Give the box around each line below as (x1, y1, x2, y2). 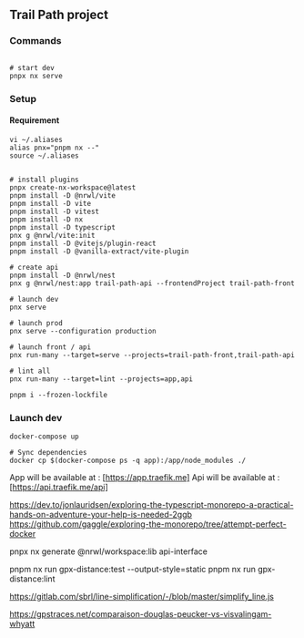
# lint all (9, 366, 51, 376)
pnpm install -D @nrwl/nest (9, 271, 117, 280)
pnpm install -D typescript (9, 222, 117, 232)
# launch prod (9, 318, 64, 327)
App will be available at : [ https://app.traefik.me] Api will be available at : (9, 472, 280, 483)
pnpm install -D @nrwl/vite (9, 190, 117, 200)
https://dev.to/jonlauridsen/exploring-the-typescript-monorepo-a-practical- (9, 499, 294, 510)
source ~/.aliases (9, 150, 79, 160)
